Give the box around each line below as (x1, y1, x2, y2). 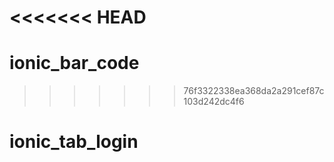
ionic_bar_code (9, 52, 140, 75)
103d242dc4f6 (183, 96, 245, 108)
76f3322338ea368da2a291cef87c (183, 85, 325, 97)
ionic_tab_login (9, 131, 139, 153)
